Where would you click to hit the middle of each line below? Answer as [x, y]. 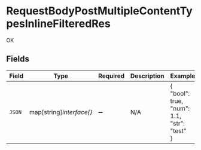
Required [112, 76]
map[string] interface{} [61, 112]
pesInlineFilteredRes [58, 24]
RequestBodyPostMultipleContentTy [99, 11]
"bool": [180, 93]
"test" [178, 131]
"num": [180, 108]
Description [147, 76]
